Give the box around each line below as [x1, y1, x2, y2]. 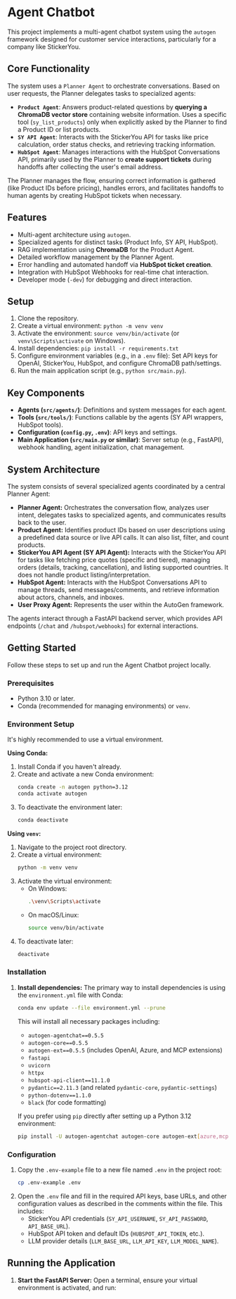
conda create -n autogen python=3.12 [17, 784, 129, 791]
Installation [7, 967, 47, 977]
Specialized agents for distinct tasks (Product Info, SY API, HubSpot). [17, 237, 218, 246]
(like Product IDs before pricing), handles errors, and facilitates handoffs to [7, 184, 224, 192]
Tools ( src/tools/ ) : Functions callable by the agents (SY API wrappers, [17, 413, 223, 422]
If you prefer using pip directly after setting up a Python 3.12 [17, 1112, 192, 1120]
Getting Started [7, 642, 77, 654]
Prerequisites [7, 678, 54, 688]
